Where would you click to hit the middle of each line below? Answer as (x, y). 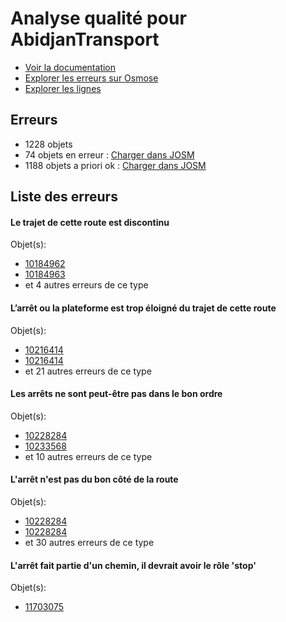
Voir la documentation (70, 67)
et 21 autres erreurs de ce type (88, 371)
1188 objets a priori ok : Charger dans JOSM (115, 165)
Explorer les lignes (63, 88)
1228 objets (48, 144)
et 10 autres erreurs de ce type (88, 456)
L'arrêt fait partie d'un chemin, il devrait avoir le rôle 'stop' (133, 565)
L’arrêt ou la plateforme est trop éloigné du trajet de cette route (143, 308)
